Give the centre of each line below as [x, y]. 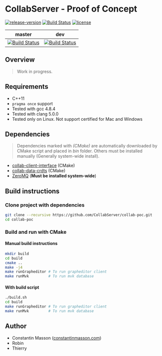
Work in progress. [35, 71]
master [24, 34]
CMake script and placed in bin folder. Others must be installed [80, 151]
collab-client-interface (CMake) [43, 165]
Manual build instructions [31, 243]
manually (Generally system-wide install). [58, 156]
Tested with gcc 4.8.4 [34, 109]
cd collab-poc [19, 219]
